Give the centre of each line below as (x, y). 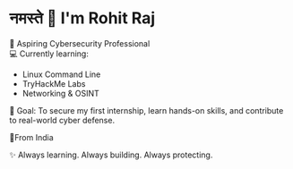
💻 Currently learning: (49, 54)
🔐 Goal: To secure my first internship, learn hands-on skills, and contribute (146, 110)
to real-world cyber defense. (62, 120)
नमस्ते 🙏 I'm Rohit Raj (82, 18)
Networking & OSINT (61, 93)
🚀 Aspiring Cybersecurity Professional (80, 43)
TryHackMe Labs (54, 83)
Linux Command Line (61, 74)
